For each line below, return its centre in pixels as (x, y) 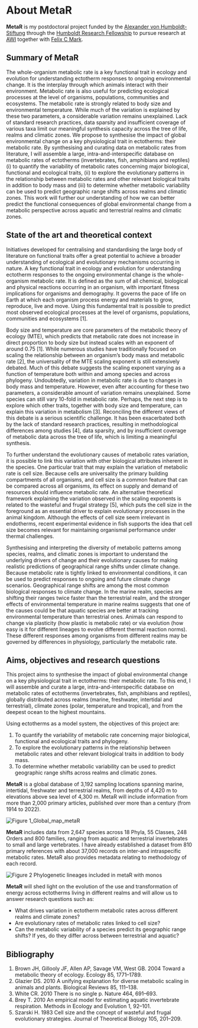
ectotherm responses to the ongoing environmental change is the (86, 274)
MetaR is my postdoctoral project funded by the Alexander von (83, 27)
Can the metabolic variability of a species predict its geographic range (100, 929)
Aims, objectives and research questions (83, 660)
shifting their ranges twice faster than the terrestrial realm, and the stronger (98, 598)
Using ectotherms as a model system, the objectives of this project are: (93, 724)
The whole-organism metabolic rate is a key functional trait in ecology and (97, 72)
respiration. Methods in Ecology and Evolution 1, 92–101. (83, 1006)
